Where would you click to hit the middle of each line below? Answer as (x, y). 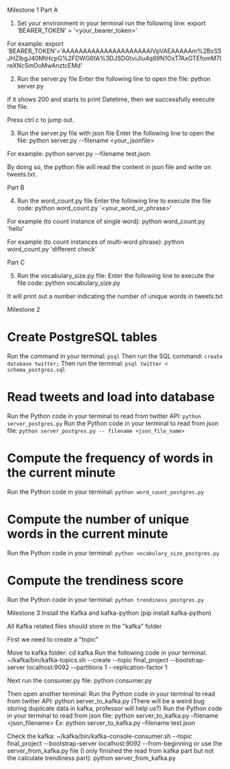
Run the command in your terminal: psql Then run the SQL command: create (115, 356)
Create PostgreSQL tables (82, 337)
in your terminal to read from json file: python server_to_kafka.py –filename (113, 716)
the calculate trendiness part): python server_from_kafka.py (91, 758)
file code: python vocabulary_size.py (69, 283)
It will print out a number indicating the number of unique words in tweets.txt (115, 296)
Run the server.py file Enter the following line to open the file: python (114, 79)
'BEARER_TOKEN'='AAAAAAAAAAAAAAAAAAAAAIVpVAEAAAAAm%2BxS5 (114, 51)
